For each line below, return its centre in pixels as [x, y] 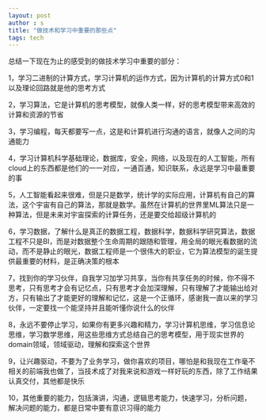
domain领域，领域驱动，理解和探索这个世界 [79, 345]
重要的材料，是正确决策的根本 [70, 262]
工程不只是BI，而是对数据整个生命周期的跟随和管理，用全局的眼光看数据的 [129, 242]
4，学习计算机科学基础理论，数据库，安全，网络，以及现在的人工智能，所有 [132, 158]
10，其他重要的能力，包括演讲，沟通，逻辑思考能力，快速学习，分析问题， [130, 398]
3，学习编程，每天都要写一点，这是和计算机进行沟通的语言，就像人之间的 [128, 132]
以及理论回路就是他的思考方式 [57, 88]
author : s [26, 23]
